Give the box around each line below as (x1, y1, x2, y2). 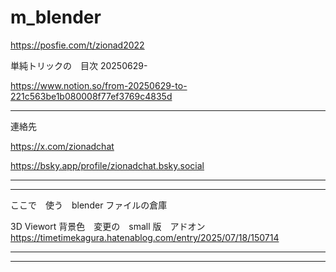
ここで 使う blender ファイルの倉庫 (10, 199, 168, 211)
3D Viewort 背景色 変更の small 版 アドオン (10, 220, 206, 232)
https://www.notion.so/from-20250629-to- (10, 79, 188, 91)
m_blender (10, 6, 102, 29)
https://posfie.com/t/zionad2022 (10, 39, 145, 51)
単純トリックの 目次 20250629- (10, 59, 148, 71)
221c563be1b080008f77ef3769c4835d (10, 90, 173, 102)
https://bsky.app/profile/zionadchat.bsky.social (10, 159, 205, 171)
